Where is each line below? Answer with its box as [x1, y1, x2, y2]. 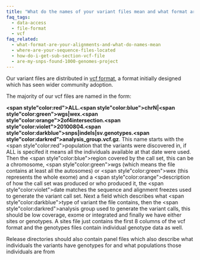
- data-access [11, 20, 46, 26]
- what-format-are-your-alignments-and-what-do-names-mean [11, 42, 161, 48]
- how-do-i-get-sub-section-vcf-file [11, 53, 105, 59]
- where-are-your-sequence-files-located [11, 47, 116, 53]
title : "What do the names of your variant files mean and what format [6, 8, 187, 15]
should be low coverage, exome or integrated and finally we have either [6, 211, 182, 218]
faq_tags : [6, 14, 31, 20]
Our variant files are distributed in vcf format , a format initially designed [6, 75, 182, 82]
